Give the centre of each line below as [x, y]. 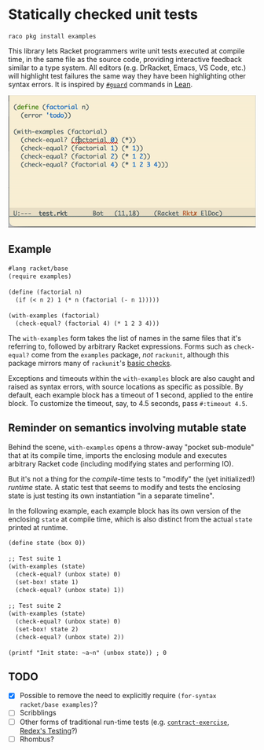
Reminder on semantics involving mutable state [127, 428]
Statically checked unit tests [103, 15]
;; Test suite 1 [35, 558]
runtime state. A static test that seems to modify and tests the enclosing [125, 487]
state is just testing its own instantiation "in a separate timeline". [111, 496]
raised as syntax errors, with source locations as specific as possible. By [126, 386]
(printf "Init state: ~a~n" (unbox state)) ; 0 [88, 653]
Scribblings [38, 713]
